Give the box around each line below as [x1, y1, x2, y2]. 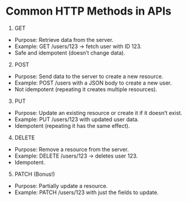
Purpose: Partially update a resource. [14, 182, 108, 189]
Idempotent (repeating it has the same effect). [14, 122, 130, 129]
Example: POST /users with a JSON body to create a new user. [14, 79, 172, 86]
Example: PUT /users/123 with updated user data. [14, 116, 139, 123]
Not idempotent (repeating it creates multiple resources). [14, 85, 158, 92]
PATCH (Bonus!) [14, 170, 55, 178]
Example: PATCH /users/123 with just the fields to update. [14, 189, 159, 196]
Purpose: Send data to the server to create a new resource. [14, 72, 164, 80]
